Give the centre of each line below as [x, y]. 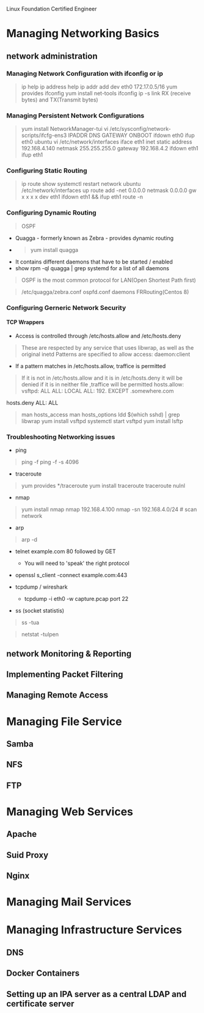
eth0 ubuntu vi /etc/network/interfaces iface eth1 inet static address [107, 142]
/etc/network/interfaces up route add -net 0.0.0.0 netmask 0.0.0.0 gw [109, 190]
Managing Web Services [70, 812]
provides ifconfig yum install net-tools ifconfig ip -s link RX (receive [106, 93]
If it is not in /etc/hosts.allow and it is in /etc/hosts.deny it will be [102, 378]
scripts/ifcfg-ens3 [44, 135]
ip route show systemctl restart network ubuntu [81, 184]
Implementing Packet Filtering [65, 674]
